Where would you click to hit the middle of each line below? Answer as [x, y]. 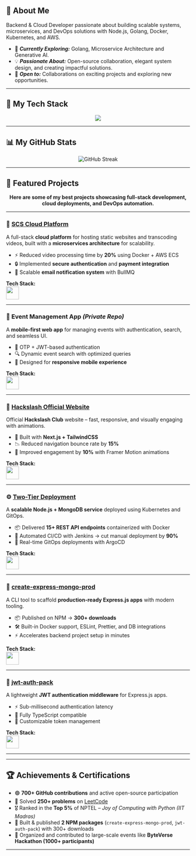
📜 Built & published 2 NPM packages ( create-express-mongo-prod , [94, 822]
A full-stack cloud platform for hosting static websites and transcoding [91, 237]
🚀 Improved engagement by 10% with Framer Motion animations [92, 452]
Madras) [25, 816]
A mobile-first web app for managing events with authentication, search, [94, 329]
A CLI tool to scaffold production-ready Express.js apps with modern [90, 600]
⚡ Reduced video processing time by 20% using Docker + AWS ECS [97, 255]
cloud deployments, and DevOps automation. [98, 204]
